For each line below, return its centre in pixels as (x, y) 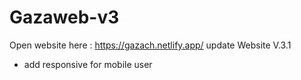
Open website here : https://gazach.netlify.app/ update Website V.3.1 (150, 45)
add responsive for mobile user (88, 64)
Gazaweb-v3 (64, 17)
